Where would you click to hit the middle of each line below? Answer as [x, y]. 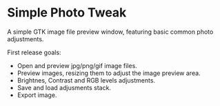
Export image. [37, 95]
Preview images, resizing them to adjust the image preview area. [109, 73]
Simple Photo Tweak [67, 13]
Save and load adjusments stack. [64, 87]
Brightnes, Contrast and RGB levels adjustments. [86, 80]
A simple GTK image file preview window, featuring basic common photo [110, 32]
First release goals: [34, 52]
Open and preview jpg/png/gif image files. [77, 65]
